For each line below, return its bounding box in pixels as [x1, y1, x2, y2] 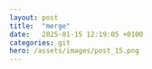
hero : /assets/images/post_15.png [9, 47, 140, 56]
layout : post [9, 13, 59, 22]
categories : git [9, 38, 71, 47]
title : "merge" [9, 22, 71, 30]
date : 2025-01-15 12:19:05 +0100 [9, 30, 144, 39]
